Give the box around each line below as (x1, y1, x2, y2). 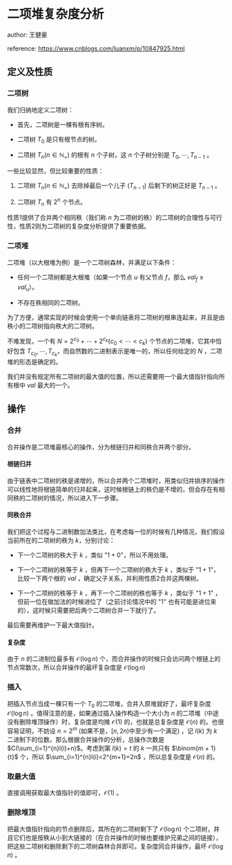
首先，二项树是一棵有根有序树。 (17, 120, 108, 129)
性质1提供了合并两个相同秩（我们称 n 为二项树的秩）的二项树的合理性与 (7, 214, 211, 222)
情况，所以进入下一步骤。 (49, 494, 122, 502)
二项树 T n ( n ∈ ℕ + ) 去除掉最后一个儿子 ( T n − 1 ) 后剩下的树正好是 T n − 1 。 (17, 181, 221, 192)
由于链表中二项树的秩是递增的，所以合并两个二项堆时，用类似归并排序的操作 (7, 476, 225, 485)
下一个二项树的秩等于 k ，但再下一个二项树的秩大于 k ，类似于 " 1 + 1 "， (17, 566, 220, 574)
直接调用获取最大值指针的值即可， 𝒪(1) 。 (7, 789, 123, 797)
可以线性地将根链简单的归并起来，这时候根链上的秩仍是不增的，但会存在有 (7, 485, 219, 493)
